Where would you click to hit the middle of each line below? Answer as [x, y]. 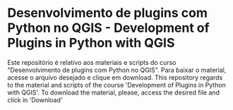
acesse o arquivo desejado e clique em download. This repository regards [115, 77]
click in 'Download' [35, 99]
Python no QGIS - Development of [108, 28]
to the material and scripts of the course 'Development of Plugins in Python [116, 85]
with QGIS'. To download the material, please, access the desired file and [114, 92]
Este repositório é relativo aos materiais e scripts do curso [92, 62]
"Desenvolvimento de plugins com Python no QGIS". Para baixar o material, [117, 70]
